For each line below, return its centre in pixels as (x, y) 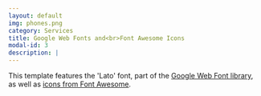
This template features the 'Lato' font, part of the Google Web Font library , (131, 76)
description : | (34, 53)
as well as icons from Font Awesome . (69, 84)
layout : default (35, 16)
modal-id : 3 (28, 46)
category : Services (41, 30)
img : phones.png (35, 23)
